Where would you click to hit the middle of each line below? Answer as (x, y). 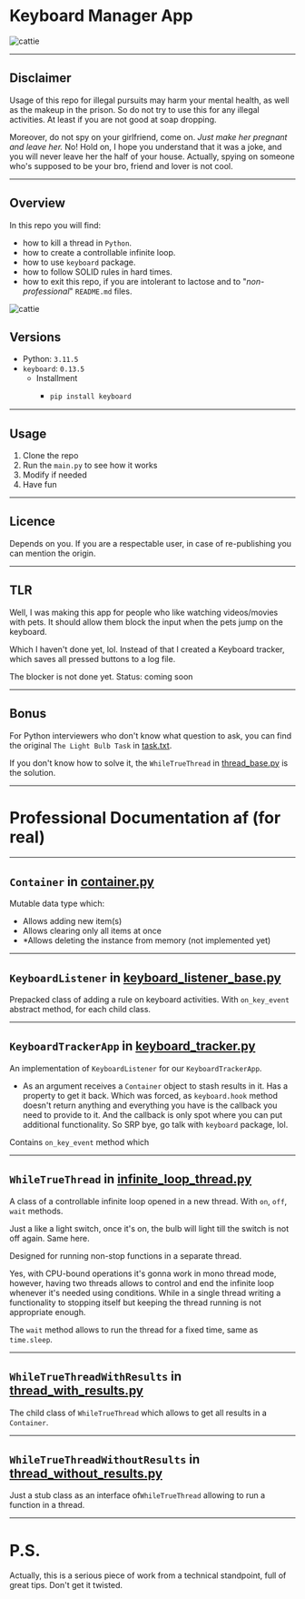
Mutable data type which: (57, 904)
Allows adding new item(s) (72, 921)
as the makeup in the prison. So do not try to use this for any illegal (135, 109)
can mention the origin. (53, 553)
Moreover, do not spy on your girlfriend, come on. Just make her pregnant (148, 136)
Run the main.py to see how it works (90, 466)
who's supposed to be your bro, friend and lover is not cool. (121, 166)
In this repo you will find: (55, 225)
